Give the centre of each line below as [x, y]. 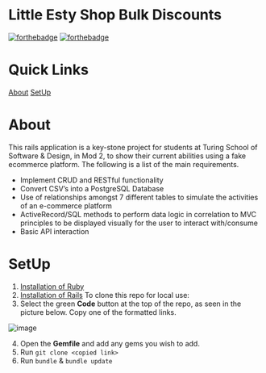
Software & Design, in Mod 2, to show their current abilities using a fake [127, 156]
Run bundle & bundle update [66, 360]
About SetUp [30, 92]
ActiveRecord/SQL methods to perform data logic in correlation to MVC [138, 214]
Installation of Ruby [52, 286]
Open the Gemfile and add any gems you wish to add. [110, 343]
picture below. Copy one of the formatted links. [98, 312]
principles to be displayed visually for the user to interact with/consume [139, 223]
